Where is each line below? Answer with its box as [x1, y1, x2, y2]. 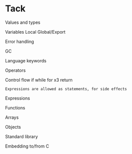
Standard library [5, 133, 38, 139]
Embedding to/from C [5, 143, 49, 149]
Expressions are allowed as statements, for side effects [5, 86, 127, 92]
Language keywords [5, 57, 47, 63]
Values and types [5, 19, 41, 25]
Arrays [5, 114, 19, 120]
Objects [5, 124, 21, 130]
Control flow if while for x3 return [5, 77, 73, 83]
